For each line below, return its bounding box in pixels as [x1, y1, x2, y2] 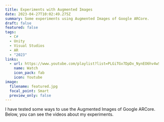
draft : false [5, 20, 32, 26]
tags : [5, 30, 16, 35]
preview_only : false [9, 93, 51, 98]
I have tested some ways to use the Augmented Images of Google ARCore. [5, 106, 156, 112]
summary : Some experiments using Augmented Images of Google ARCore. [5, 16, 150, 21]
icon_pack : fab [14, 70, 45, 75]
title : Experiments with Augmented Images [5, 7, 93, 12]
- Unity [9, 39, 25, 44]
